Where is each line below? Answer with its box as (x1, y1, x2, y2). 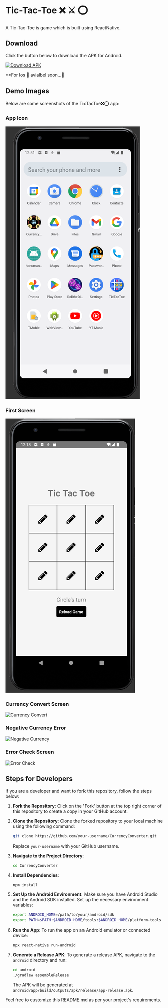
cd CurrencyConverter (12, 863, 58, 868)
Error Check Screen (5, 748, 54, 755)
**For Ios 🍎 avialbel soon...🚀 (5, 72, 64, 78)
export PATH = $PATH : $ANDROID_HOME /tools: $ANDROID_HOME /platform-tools (12, 918, 162, 923)
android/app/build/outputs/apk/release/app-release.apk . (12, 987, 134, 993)
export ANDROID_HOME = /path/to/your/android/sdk (12, 912, 114, 917)
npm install (12, 882, 38, 887)
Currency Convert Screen (5, 701, 69, 708)
